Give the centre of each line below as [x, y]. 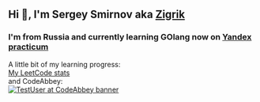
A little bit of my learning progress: [64, 64]
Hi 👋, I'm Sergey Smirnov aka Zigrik [97, 15]
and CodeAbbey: [36, 81]
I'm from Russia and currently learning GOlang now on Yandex [130, 37]
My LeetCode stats [39, 73]
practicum [28, 47]
